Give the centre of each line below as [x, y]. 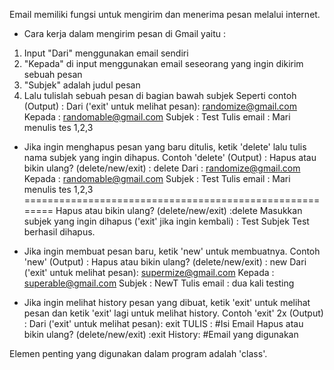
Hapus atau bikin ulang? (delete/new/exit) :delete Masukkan [179, 210]
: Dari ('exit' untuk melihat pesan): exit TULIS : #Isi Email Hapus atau [163, 323]
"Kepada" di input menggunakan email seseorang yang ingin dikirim [163, 63]
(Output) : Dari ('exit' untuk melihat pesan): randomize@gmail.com [160, 106]
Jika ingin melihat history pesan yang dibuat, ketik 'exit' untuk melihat [167, 302]
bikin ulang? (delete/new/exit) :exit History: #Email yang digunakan [161, 334]
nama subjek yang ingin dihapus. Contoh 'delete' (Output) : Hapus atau [170, 157]
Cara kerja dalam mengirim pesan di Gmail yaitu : [124, 33]
